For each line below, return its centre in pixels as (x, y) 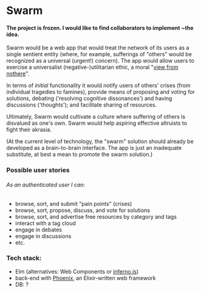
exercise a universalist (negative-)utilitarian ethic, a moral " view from (92, 67)
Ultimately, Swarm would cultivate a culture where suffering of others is (96, 117)
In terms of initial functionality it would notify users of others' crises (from (98, 85)
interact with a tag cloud (45, 223)
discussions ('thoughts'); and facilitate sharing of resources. (81, 105)
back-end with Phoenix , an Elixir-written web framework (85, 278)
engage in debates (39, 230)
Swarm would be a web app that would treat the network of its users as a (98, 48)
